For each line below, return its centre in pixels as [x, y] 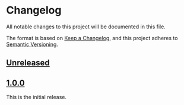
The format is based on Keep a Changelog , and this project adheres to [92, 38]
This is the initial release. [37, 97]
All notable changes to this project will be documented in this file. [86, 27]
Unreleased [28, 63]
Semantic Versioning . [32, 44]
